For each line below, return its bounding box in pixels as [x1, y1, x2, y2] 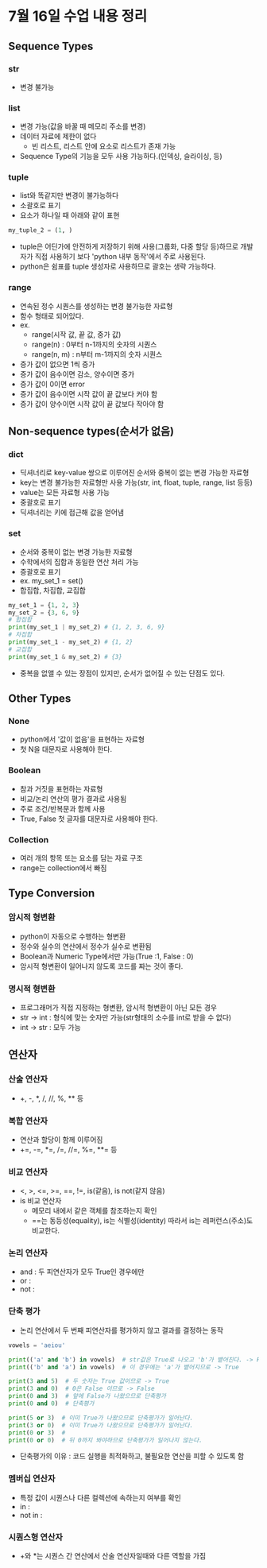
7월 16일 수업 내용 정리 [8, 7, 148, 25]
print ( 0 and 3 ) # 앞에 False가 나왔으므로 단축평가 [8, 1392, 167, 1400]
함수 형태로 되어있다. [19, 311, 84, 320]
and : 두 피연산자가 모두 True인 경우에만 [19, 1267, 145, 1276]
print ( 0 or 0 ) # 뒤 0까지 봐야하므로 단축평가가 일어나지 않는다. [8, 1436, 203, 1444]
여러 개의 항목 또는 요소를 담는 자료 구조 [19, 853, 143, 862]
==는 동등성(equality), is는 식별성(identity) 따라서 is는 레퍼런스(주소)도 [31, 1216, 253, 1225]
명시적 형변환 [8, 983, 56, 994]
